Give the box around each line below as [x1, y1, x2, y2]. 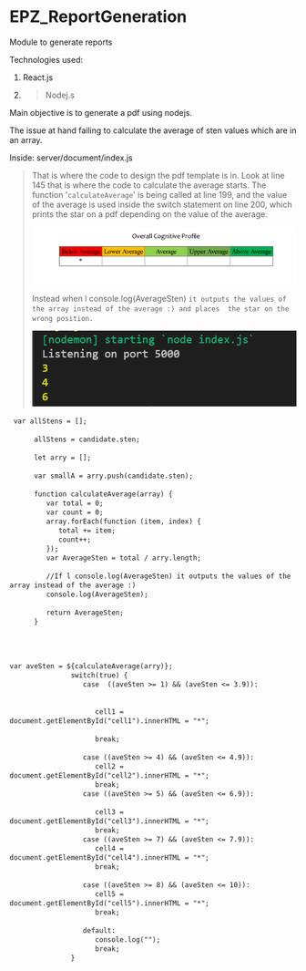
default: [82, 925, 117, 935]
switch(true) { [70, 670, 128, 680]
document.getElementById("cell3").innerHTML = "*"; [9, 816, 209, 826]
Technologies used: [9, 54, 84, 65]
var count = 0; [46, 508, 104, 517]
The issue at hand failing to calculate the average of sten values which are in [9, 125, 298, 136]
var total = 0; [46, 499, 104, 508]
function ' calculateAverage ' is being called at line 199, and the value [31, 189, 288, 200]
